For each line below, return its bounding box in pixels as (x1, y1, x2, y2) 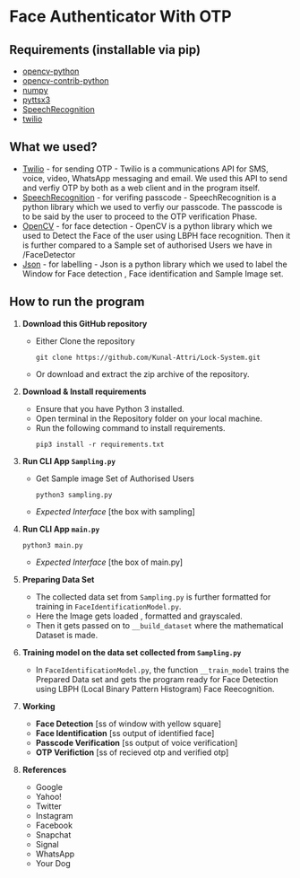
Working (21, 700, 56, 711)
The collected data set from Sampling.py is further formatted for (35, 591, 271, 602)
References (21, 764, 67, 775)
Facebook (35, 820, 73, 830)
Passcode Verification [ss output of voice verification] (35, 737, 238, 748)
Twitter (35, 801, 63, 812)
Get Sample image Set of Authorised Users (35, 473, 194, 484)
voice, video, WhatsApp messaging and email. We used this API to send (21, 172, 288, 183)
